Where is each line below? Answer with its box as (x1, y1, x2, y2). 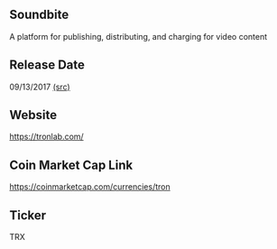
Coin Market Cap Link (9, 157, 134, 172)
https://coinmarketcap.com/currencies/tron (9, 181, 171, 192)
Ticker (9, 207, 47, 223)
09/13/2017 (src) (9, 81, 70, 92)
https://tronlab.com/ (9, 131, 84, 143)
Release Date (9, 58, 86, 73)
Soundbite (9, 7, 69, 23)
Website (9, 107, 57, 123)
